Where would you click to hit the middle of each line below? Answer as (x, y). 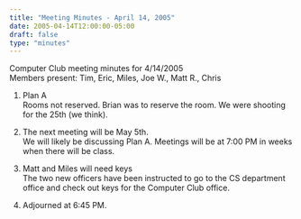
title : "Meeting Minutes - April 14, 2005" (92, 18)
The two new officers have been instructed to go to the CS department (154, 178)
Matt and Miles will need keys (78, 169)
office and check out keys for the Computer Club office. (126, 188)
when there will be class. (68, 151)
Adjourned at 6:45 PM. (64, 205)
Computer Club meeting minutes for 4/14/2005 (96, 68)
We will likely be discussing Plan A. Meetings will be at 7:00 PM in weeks (157, 141)
